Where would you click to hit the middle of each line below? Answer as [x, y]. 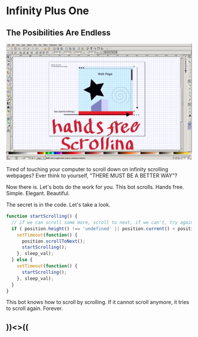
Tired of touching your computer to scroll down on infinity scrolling [87, 169]
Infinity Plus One [48, 11]
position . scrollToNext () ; [53, 241]
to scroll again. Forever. [34, 309]
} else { [22, 260]
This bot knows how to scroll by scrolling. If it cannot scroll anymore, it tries [98, 302]
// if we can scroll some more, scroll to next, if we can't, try [95, 223]
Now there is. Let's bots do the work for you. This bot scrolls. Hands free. [95, 187]
